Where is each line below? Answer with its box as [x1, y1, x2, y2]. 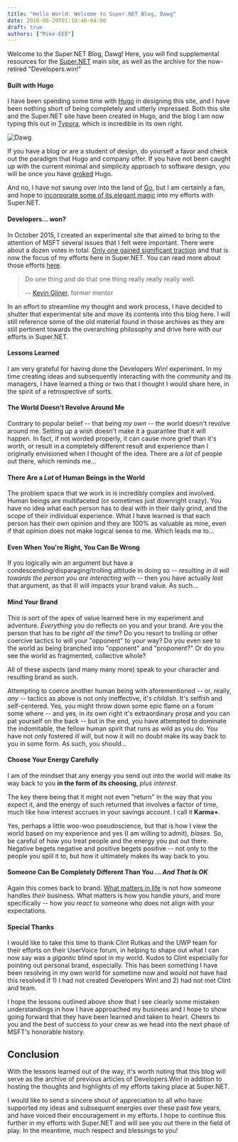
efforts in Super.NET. [7, 332, 69, 341]
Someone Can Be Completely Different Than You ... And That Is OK [7, 868, 208, 876]
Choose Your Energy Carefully [7, 755, 99, 764]
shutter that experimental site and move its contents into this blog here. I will [7, 310, 231, 318]
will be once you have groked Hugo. [7, 170, 113, 178]
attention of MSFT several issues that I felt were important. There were [7, 238, 215, 247]
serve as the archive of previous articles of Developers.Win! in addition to [7, 1074, 222, 1084]
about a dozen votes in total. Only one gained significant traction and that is [7, 246, 229, 254]
